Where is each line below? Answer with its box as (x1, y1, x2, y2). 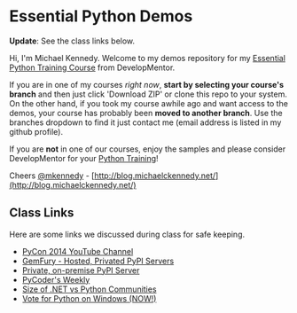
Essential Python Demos (9, 6, 193, 27)
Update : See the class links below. (9, 35, 136, 46)
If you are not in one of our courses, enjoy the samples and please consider (9, 144, 286, 154)
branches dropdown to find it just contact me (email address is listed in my (9, 117, 282, 128)
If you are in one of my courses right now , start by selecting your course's (9, 79, 285, 90)
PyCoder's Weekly (21, 274, 90, 285)
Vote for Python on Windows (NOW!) (21, 293, 157, 303)
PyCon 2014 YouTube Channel (21, 246, 134, 256)
